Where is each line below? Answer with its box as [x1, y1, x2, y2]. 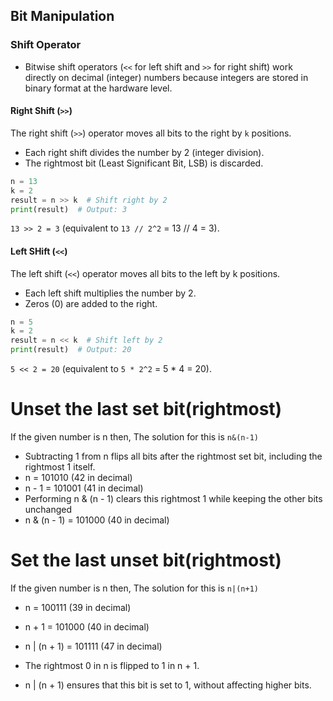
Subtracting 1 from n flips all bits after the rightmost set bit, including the [24, 450, 323, 463]
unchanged [24, 504, 73, 516]
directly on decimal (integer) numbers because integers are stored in [24, 71, 309, 83]
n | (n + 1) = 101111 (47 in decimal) [24, 640, 163, 652]
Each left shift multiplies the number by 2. [24, 287, 197, 299]
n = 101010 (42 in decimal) [24, 472, 133, 484]
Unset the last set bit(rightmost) [10, 398, 283, 421]
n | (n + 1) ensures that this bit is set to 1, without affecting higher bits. [24, 679, 312, 691]
